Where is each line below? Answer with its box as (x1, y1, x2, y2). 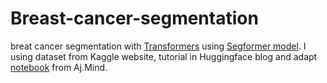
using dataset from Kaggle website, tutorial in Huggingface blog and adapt (10, 50, 318, 62)
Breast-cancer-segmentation (10, 7, 259, 30)
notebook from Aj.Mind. (10, 61, 108, 73)
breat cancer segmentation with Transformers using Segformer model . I (10, 40, 307, 52)
